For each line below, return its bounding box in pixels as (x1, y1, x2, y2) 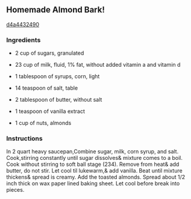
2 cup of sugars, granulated (14, 49, 84, 57)
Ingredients (6, 35, 41, 44)
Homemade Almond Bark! (6, 5, 105, 15)
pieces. (6, 186, 25, 194)
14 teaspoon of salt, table (14, 84, 78, 92)
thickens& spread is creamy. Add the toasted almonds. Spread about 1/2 (6, 174, 186, 181)
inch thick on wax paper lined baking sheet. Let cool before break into (6, 180, 180, 187)
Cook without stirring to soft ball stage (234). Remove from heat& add (6, 161, 180, 168)
